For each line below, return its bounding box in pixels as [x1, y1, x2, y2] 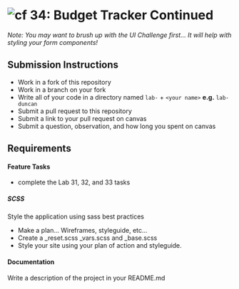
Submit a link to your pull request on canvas [17, 114, 147, 122]
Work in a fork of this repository [17, 78, 112, 86]
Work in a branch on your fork [17, 85, 106, 94]
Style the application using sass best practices [7, 212, 145, 221]
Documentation [7, 257, 55, 266]
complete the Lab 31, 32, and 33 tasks [17, 178, 131, 186]
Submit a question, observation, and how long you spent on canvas [17, 122, 216, 130]
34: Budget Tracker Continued [29, 7, 214, 23]
